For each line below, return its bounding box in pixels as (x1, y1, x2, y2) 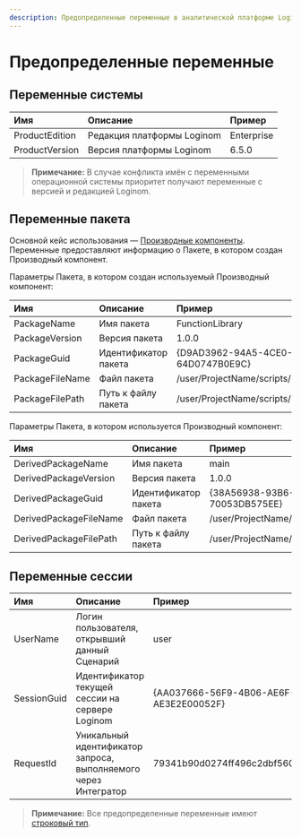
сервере (75, 703, 114, 716)
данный (75, 644, 109, 657)
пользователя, (75, 622, 139, 634)
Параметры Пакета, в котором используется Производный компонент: (9, 421, 282, 432)
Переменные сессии (9, 568, 133, 583)
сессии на (75, 692, 120, 704)
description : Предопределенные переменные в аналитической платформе (9, 13, 275, 22)
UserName (13, 633, 60, 645)
